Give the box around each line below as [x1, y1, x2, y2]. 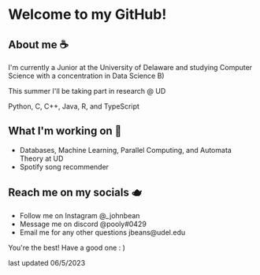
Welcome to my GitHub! [8, 6, 167, 24]
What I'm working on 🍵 [8, 124, 122, 138]
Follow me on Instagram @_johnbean [19, 210, 140, 220]
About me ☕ [8, 38, 69, 51]
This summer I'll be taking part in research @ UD [8, 87, 166, 95]
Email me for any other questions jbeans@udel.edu [19, 227, 186, 237]
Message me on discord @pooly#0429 [19, 219, 147, 229]
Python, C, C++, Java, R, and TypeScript [8, 102, 140, 111]
